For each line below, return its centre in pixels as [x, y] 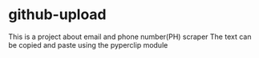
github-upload [57, 15]
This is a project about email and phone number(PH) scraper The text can [130, 37]
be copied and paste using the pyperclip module [88, 44]
